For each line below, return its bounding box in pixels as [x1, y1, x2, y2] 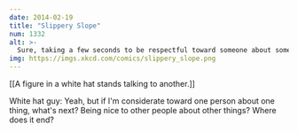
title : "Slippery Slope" [9, 21, 101, 30]
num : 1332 [9, 29, 46, 38]
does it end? [9, 114, 55, 125]
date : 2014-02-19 [9, 12, 74, 22]
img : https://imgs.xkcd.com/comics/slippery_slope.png [9, 54, 216, 63]
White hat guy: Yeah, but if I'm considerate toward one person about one [9, 96, 275, 106]
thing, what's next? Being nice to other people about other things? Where [9, 105, 277, 115]
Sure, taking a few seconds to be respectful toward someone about [17, 46, 272, 55]
